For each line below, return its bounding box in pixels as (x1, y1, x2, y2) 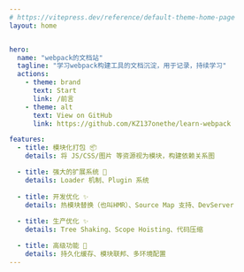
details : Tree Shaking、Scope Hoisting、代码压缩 (25, 225, 203, 235)
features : (9, 135, 46, 144)
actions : (17, 70, 50, 79)
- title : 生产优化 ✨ (17, 217, 89, 226)
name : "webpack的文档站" (17, 53, 103, 62)
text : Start (32, 86, 77, 95)
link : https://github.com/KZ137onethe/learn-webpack (32, 119, 232, 128)
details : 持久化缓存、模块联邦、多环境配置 (25, 249, 166, 258)
